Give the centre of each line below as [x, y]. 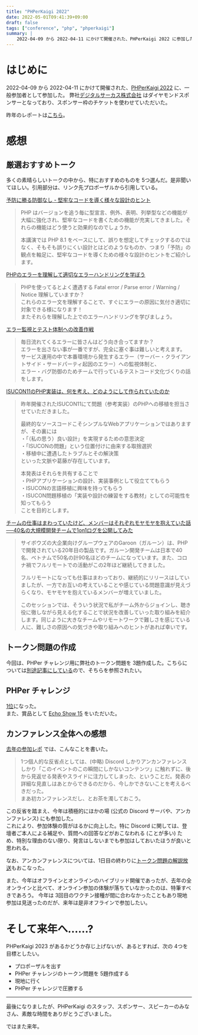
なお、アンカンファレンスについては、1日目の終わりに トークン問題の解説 [95, 861]
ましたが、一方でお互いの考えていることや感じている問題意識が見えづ [105, 585]
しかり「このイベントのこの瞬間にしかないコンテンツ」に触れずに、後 [106, 769]
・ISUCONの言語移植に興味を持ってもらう [72, 488]
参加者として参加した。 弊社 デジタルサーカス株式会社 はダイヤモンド [95, 95]
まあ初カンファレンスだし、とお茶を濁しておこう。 [82, 799]
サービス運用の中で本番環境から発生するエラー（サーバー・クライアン [106, 356]
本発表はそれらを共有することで [59, 473]
